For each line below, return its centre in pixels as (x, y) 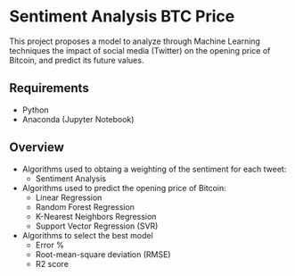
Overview (37, 148)
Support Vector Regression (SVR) (97, 226)
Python (35, 110)
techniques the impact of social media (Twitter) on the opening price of (140, 50)
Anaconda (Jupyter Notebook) (78, 119)
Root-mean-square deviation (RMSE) (103, 254)
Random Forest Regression (85, 206)
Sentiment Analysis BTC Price (122, 17)
